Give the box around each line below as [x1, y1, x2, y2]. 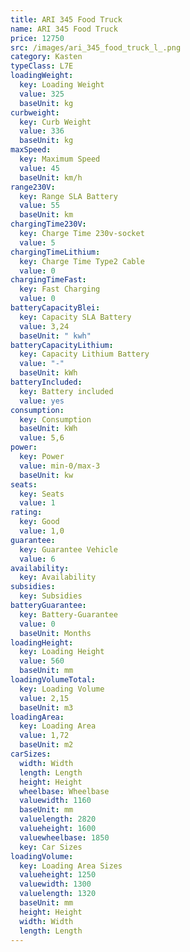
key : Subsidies [19, 591, 83, 601]
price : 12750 [10, 33, 65, 43]
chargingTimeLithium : [10, 247, 101, 257]
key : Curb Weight [19, 117, 92, 127]
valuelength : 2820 [19, 814, 97, 825]
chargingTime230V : [10, 219, 87, 230]
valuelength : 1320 [19, 889, 97, 899]
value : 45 [19, 163, 60, 173]
